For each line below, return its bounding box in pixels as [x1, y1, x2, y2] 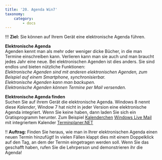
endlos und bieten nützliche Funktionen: [5, 64, 86, 70]
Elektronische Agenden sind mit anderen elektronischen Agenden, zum [5, 69, 147, 75]
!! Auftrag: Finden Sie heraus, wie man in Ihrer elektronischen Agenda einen [5, 129, 158, 135]
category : [14, 16, 34, 21]
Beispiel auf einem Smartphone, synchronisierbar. [5, 74, 106, 80]
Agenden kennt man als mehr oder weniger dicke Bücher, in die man [5, 48, 143, 54]
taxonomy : [5, 12, 25, 16]
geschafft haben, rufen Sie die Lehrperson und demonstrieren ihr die [5, 144, 143, 150]
